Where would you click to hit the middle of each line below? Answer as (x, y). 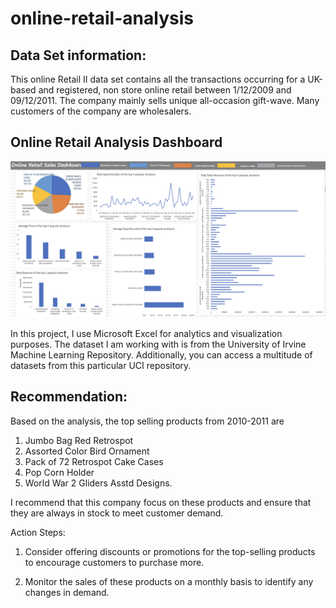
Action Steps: (38, 532)
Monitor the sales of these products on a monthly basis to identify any (169, 581)
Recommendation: (69, 397)
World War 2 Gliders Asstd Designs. (98, 483)
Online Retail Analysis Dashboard (116, 142)
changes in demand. (67, 592)
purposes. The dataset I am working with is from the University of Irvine (158, 344)
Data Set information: (78, 55)
